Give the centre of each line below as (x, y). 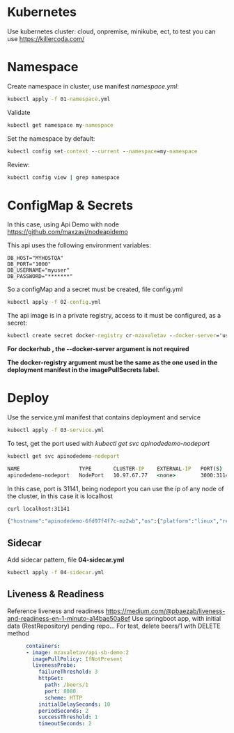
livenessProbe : (54, 665)
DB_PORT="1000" (29, 264)
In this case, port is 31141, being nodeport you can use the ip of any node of (116, 488)
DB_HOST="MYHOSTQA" (36, 259)
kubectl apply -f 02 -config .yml (54, 302)
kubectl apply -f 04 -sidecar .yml (56, 573)
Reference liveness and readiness (56, 611)
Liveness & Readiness (56, 594)
